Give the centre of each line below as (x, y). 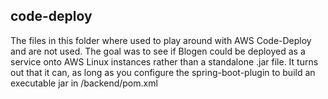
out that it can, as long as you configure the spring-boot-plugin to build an (163, 72)
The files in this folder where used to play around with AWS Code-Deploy (161, 40)
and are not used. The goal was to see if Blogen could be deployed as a (158, 51)
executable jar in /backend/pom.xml (84, 83)
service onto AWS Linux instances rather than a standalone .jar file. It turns (164, 61)
